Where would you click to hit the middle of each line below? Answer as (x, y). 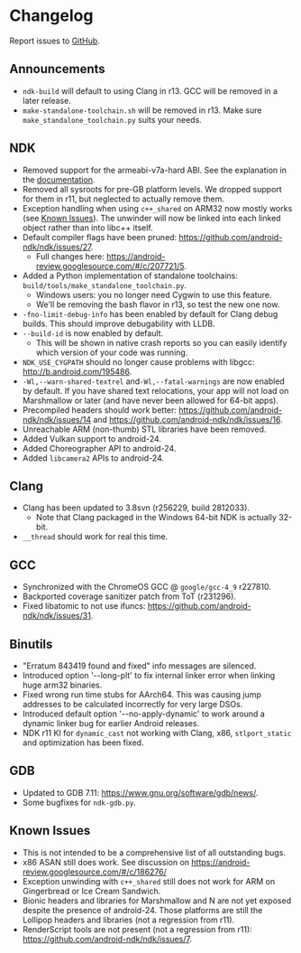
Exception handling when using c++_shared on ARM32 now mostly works (157, 208)
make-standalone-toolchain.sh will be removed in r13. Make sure (142, 110)
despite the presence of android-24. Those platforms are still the (142, 910)
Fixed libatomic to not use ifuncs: (84, 606)
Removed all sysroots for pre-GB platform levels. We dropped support (152, 189)
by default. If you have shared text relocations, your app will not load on (155, 390)
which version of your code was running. (112, 352)
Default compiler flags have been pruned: (100, 237)
